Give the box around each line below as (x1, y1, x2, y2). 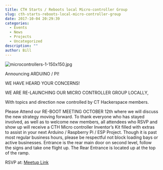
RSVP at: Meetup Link (5, 159, 49, 165)
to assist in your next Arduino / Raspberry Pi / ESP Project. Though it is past (5, 129, 157, 135)
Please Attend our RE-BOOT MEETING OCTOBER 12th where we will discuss (5, 108, 159, 114)
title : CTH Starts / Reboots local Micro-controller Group (5, 7, 128, 12)
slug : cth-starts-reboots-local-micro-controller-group (5, 12, 121, 17)
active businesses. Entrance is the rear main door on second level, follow (5, 139, 152, 145)
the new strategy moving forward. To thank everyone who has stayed (5, 113, 145, 119)
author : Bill (5, 48, 32, 53)
